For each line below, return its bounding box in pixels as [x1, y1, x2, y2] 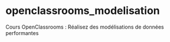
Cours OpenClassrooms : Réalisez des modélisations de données [5, 23, 164, 30]
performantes [5, 29, 39, 36]
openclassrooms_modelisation [5, 4, 160, 17]
